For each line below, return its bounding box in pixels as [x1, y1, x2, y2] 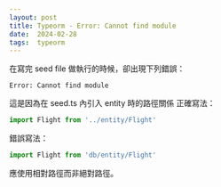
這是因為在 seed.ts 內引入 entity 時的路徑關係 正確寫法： [9, 98, 216, 109]
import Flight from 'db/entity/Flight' [9, 150, 157, 160]
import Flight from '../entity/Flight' [9, 116, 157, 125]
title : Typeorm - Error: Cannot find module [9, 21, 177, 30]
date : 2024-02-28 [9, 29, 77, 38]
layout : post [9, 12, 58, 22]
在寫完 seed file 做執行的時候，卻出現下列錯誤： [9, 63, 185, 74]
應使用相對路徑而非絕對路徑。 [9, 168, 118, 178]
